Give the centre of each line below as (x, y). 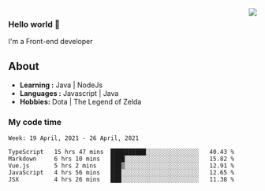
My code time (35, 123)
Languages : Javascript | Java (69, 94)
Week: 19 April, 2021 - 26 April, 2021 (74, 138)
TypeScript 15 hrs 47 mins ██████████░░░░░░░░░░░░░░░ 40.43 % (121, 152)
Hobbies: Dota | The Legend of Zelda (80, 102)
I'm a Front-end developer (50, 42)
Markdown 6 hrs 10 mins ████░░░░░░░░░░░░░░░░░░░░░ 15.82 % (121, 159)
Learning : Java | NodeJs (61, 85)
